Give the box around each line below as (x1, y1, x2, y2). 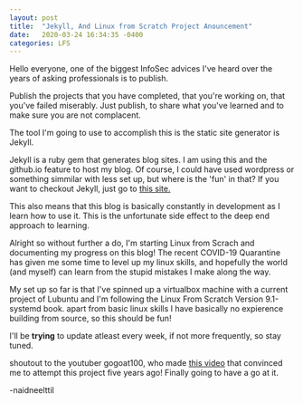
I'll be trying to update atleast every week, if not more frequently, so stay (9, 331, 282, 341)
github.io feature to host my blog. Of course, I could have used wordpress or (9, 164, 295, 175)
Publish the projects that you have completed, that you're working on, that (9, 91, 286, 101)
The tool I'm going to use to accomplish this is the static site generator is (9, 128, 280, 139)
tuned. (9, 341, 33, 351)
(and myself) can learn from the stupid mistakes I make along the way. (9, 266, 271, 277)
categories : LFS (9, 38, 71, 48)
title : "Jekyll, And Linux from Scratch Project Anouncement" (9, 22, 253, 31)
